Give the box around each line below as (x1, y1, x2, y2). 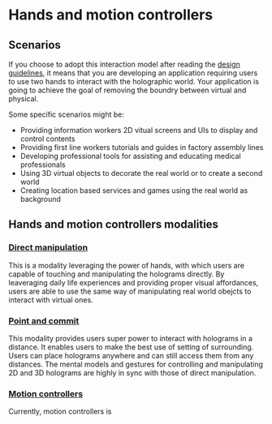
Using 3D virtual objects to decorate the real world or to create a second (19, 169, 263, 178)
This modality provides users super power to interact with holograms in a (8, 333, 253, 343)
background (19, 195, 61, 203)
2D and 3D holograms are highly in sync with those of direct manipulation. (8, 367, 257, 378)
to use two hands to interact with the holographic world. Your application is (8, 77, 260, 86)
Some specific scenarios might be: (8, 109, 124, 119)
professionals (19, 160, 67, 169)
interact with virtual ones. (8, 294, 93, 305)
